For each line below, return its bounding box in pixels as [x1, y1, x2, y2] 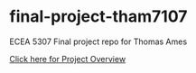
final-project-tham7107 [9, 6, 188, 27]
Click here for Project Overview [9, 53, 126, 64]
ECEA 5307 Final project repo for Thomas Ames [9, 36, 188, 47]
